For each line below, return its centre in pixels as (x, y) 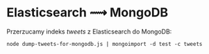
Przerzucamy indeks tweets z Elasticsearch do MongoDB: (89, 31)
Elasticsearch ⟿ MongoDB (87, 13)
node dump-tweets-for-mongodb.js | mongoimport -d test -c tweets (104, 44)
